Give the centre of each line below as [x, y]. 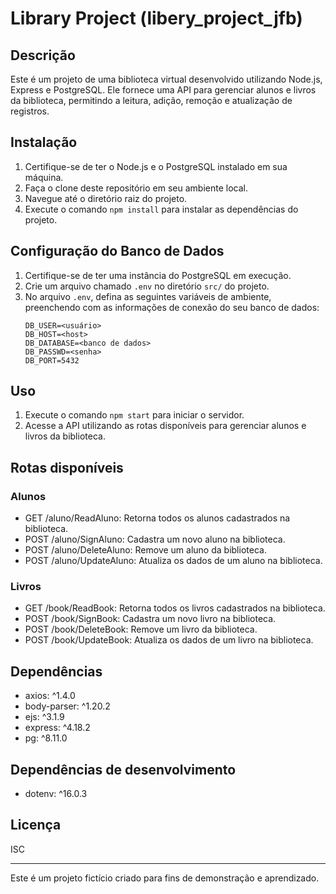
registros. [30, 111]
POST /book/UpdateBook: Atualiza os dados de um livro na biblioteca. [169, 640]
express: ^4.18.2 [57, 728]
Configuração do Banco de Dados [117, 251]
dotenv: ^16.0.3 [56, 794]
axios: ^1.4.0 [50, 696]
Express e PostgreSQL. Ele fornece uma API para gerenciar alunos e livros [163, 90]
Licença [36, 825]
